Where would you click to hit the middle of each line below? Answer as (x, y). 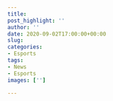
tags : (15, 60)
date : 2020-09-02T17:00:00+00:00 (57, 34)
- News (17, 67)
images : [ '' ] (27, 80)
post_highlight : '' (36, 21)
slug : (15, 41)
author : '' (23, 27)
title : (17, 14)
